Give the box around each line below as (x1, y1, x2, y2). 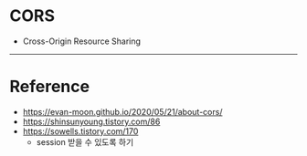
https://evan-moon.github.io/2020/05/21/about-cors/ (22, 106, 223, 117)
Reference (9, 77, 90, 97)
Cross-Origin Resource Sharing (22, 36, 142, 47)
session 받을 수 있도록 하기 (36, 136, 134, 147)
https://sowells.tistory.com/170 (22, 125, 139, 137)
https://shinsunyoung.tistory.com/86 (22, 116, 161, 127)
